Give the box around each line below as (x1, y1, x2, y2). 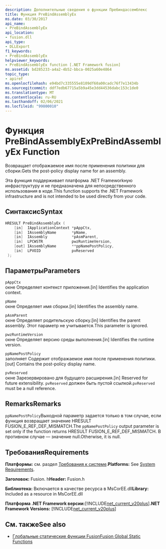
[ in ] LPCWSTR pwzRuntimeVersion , (14, 239, 112, 244)
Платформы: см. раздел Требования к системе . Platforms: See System (5, 461, 156, 467)
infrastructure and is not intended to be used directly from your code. (5, 193, 147, 199)
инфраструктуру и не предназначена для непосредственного (5, 183, 136, 189)
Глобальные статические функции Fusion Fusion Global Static (12, 533, 141, 539)
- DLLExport (5, 44, 30, 49)
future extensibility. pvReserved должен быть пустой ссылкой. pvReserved (5, 380, 155, 386)
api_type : (5, 40, 26, 45)
